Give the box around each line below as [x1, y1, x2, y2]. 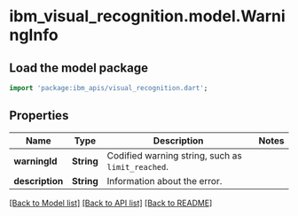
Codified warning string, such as [106, 149, 242, 161]
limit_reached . [106, 160, 169, 173]
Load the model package [9, 60, 149, 75]
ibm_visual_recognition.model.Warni [9, 6, 286, 27]
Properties [9, 108, 69, 123]
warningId [13, 155, 58, 167]
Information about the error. [106, 174, 223, 187]
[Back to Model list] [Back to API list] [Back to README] [9, 197, 213, 208]
